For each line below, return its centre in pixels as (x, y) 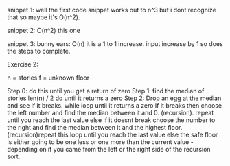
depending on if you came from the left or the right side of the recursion (109, 149)
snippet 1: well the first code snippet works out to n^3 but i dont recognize (112, 10)
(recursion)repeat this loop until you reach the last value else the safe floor (113, 134)
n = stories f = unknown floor (48, 78)
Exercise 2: (23, 64)
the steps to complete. (39, 51)
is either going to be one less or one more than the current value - (100, 142)
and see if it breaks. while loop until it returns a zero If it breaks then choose (115, 105)
